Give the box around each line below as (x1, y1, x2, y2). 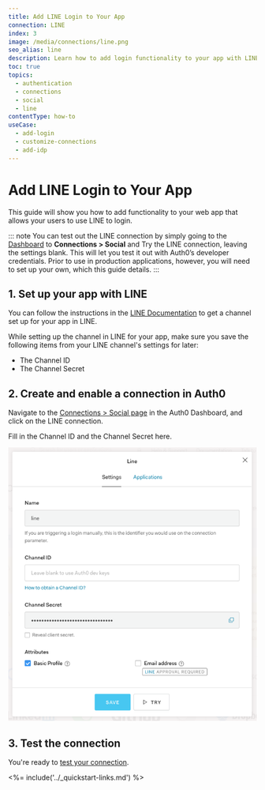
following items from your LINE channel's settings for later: (8, 340, 199, 350)
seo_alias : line (8, 46, 62, 55)
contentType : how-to (8, 113, 77, 121)
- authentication (15, 79, 73, 87)
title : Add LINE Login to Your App (8, 13, 125, 21)
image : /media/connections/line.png (8, 38, 129, 46)
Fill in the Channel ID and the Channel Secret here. (8, 431, 172, 442)
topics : (8, 71, 34, 79)
